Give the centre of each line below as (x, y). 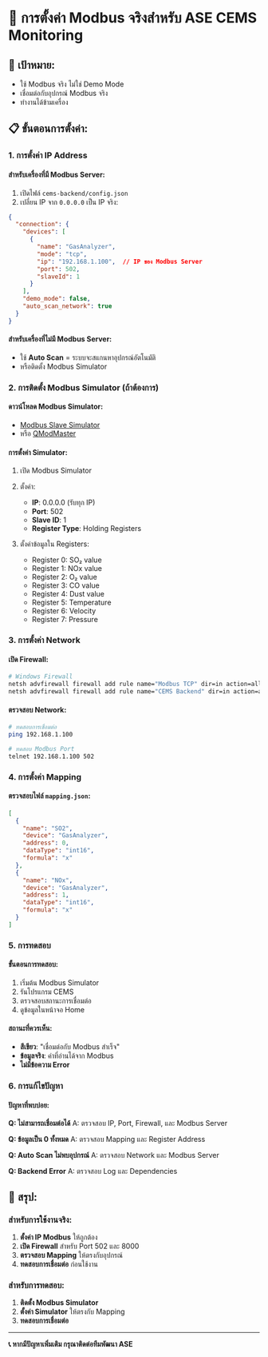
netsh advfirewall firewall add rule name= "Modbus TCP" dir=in (116, 684)
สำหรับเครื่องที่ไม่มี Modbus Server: (60, 339)
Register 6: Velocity (64, 611)
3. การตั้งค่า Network (45, 641)
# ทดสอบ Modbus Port (41, 748)
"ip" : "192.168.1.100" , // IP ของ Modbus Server (120, 261)
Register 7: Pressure (65, 620)
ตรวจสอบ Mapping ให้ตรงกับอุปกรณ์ (71, 1255)
